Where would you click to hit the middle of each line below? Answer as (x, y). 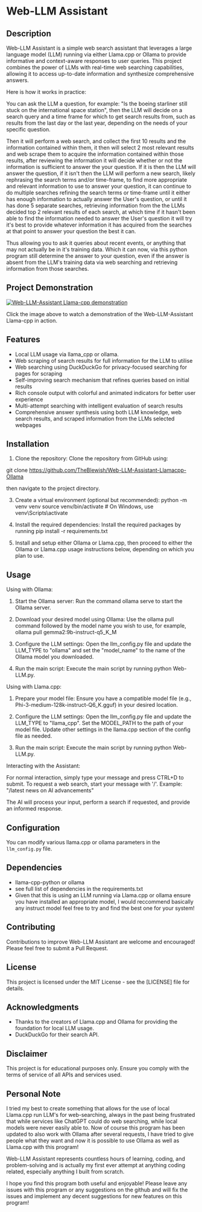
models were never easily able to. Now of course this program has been (96, 1127)
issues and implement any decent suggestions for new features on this (94, 1196)
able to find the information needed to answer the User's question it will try (99, 218)
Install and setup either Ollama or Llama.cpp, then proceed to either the (103, 543)
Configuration (33, 828)
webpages (28, 425)
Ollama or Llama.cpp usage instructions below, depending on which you (104, 549)
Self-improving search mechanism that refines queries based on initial (102, 380)
